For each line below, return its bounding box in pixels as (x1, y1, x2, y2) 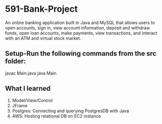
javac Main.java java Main (5, 70, 57, 76)
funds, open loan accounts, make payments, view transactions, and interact (5, 30, 158, 36)
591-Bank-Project (5, 3, 78, 15)
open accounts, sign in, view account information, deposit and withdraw (5, 25, 150, 30)
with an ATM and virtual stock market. (5, 35, 81, 41)
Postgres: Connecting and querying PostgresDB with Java (12, 108, 129, 114)
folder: (5, 57, 26, 66)
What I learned (5, 84, 51, 93)
